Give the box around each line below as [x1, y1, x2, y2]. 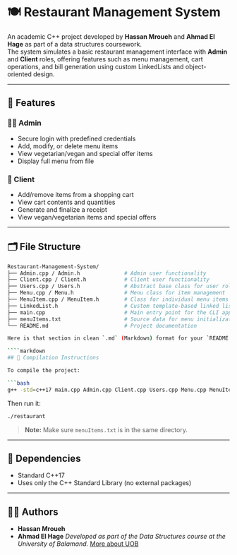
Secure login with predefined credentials [17, 134, 136, 143]
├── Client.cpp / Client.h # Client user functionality [7, 276, 210, 283]
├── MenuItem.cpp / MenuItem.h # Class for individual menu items [7, 296, 229, 303]
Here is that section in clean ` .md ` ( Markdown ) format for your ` [7, 335, 210, 342]
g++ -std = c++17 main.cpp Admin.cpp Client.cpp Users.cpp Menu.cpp [7, 386, 207, 393]
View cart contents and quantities [17, 198, 116, 206]
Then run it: [7, 399, 41, 407]
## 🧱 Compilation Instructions [7, 354, 99, 362]
